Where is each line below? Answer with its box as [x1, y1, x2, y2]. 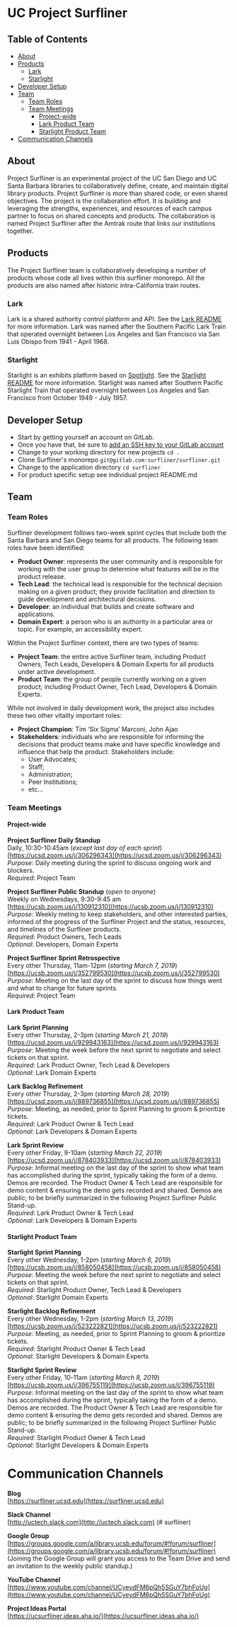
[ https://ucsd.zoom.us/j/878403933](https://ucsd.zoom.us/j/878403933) [7, 1156, 221, 1165]
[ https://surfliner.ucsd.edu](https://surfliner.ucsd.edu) [7, 1497, 165, 1505]
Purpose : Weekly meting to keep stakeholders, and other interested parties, [7, 910, 228, 918]
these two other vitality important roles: [7, 711, 122, 719]
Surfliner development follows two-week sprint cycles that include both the [7, 528, 226, 537]
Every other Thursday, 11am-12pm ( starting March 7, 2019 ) [7, 961, 178, 969]
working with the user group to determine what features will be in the [17, 564, 219, 573]
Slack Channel [7, 1510, 51, 1519]
